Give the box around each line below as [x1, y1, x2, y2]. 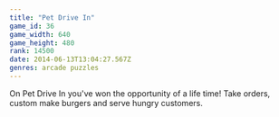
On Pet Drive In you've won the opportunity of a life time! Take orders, [9, 87, 271, 99]
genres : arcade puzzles [9, 64, 100, 73]
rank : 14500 [9, 47, 54, 56]
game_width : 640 [9, 30, 71, 39]
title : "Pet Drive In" [9, 13, 95, 22]
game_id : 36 [9, 22, 54, 31]
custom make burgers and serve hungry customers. [9, 97, 204, 108]
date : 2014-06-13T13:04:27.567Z [9, 55, 131, 64]
